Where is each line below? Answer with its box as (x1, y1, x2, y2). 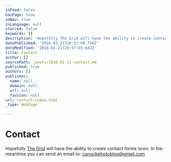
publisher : (5, 74, 28, 79)
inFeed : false (5, 7, 36, 13)
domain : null (10, 83, 38, 88)
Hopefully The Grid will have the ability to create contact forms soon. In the (5, 146, 163, 152)
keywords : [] (5, 31, 33, 36)
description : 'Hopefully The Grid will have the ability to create (5, 36, 152, 41)
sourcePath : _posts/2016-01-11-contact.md (5, 60, 97, 65)
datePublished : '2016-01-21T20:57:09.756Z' (5, 41, 99, 46)
